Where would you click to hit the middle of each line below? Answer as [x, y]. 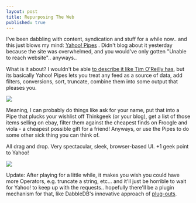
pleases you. [21, 88]
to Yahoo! [18, 153]
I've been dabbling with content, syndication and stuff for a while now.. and [97, 39]
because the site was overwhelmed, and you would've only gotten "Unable [97, 52]
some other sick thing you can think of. [53, 135]
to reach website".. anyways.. [42, 58]
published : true [26, 22]
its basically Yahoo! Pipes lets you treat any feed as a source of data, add [94, 75]
